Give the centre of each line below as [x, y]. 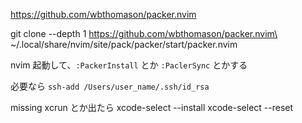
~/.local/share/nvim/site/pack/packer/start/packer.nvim [124, 44]
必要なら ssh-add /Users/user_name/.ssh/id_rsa [110, 86]
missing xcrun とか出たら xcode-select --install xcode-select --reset [152, 107]
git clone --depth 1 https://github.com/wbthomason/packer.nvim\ [144, 33]
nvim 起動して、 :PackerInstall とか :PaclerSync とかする [129, 65]
